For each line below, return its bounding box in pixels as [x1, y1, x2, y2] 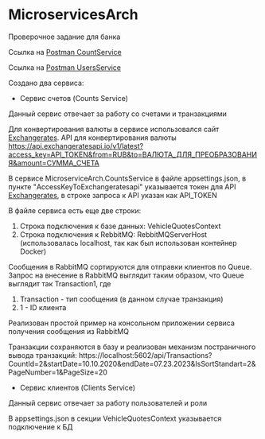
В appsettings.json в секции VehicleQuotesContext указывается [8, 414, 222, 423]
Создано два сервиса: [8, 78, 84, 87]
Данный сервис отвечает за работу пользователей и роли [8, 398, 208, 407]
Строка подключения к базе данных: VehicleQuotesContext [19, 221, 221, 231]
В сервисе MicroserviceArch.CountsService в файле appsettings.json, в [8, 173, 247, 183]
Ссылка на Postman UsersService [8, 62, 122, 72]
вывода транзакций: [8, 350, 77, 359]
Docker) [19, 247, 47, 256]
